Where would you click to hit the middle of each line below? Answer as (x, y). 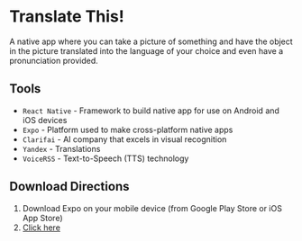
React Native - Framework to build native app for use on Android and (151, 111)
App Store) (42, 218)
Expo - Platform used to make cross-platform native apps (128, 129)
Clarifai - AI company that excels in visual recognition (124, 139)
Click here (41, 228)
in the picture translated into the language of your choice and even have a (146, 50)
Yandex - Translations (61, 148)
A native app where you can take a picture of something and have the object (151, 41)
